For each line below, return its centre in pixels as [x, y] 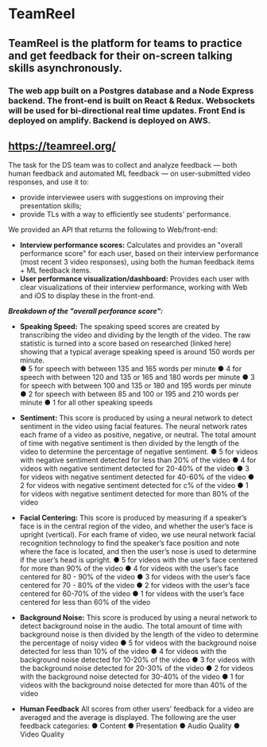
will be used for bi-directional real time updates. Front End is [127, 110]
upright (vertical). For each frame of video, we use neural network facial [137, 535]
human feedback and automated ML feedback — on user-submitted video [130, 174]
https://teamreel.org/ [62, 146]
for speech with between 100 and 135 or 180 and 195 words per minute [135, 385]
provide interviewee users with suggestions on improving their [122, 197]
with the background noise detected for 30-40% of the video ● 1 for [132, 677]
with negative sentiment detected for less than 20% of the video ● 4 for [138, 460]
